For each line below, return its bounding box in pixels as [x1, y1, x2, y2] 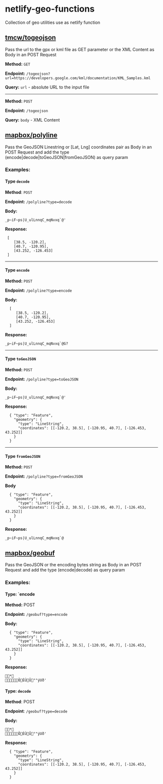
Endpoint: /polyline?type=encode [5, 287, 72, 293]
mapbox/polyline [5, 131, 58, 139]
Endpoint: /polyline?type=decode [5, 198, 72, 205]
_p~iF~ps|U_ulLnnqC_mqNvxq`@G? [5, 341, 68, 346]
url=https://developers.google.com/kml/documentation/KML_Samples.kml [5, 75, 151, 81]
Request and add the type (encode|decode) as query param [5, 567, 125, 573]
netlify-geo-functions [5, 3, 95, 15]
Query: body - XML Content [5, 117, 60, 122]
